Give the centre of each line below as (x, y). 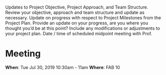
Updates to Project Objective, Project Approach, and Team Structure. (77, 7)
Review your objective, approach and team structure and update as (75, 12)
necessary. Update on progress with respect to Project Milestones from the (83, 18)
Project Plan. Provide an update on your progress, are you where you (77, 23)
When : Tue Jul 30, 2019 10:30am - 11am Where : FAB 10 (63, 67)
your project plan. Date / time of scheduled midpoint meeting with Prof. (79, 34)
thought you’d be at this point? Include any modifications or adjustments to (82, 28)
